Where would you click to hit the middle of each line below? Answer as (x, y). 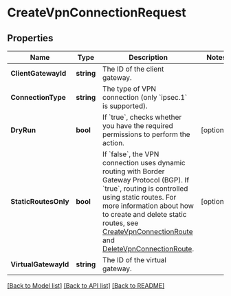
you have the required (137, 126)
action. (113, 143)
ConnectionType (38, 97)
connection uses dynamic (144, 163)
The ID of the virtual (134, 260)
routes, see (120, 223)
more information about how (148, 206)
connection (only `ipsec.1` (145, 97)
